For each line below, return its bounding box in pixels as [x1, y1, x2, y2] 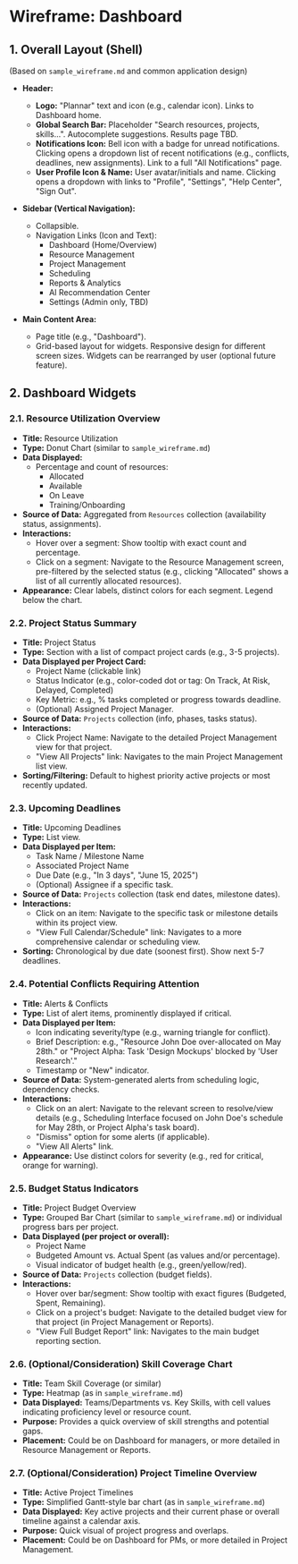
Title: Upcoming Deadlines [21, 822, 122, 833]
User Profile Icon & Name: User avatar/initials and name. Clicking [35, 167, 277, 177]
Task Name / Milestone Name [35, 851, 145, 862]
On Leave [48, 489, 85, 500]
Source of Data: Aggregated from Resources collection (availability [21, 508, 267, 520]
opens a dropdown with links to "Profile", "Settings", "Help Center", [35, 176, 283, 187]
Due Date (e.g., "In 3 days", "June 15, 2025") [35, 870, 199, 880]
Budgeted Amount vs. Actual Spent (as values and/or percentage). [35, 1250, 281, 1261]
